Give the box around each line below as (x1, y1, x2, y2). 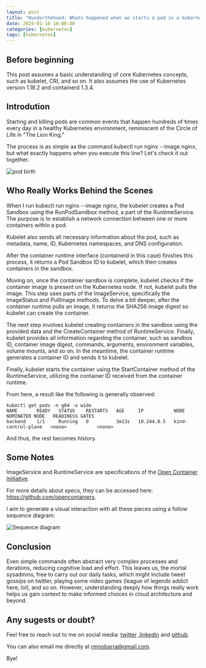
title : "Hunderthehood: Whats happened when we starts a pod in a (6, 15, 180, 21)
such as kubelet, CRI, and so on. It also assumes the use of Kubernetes (6, 77, 186, 85)
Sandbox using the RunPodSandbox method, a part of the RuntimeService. (6, 208, 195, 215)
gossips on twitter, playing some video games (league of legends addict (6, 577, 188, 585)
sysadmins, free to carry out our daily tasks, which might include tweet (6, 571, 186, 578)
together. (6, 156, 29, 163)
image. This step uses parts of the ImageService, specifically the (6, 290, 170, 297)
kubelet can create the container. (6, 309, 90, 317)
